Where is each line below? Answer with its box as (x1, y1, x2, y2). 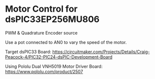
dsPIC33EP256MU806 (5, 14, 100, 25)
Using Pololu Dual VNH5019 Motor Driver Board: (5, 63, 103, 69)
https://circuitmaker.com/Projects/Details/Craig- (52, 49, 150, 55)
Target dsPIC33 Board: (5, 49, 52, 55)
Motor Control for (5, 3, 78, 15)
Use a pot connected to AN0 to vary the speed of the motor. (5, 39, 127, 45)
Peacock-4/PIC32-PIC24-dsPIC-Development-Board (5, 54, 113, 59)
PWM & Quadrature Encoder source (5, 30, 78, 36)
